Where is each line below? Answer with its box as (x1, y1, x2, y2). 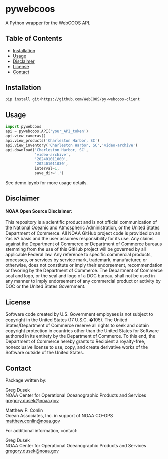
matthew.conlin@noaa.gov (5, 418, 60, 424)
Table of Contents (5, 34, 63, 43)
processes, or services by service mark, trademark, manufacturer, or (5, 257, 147, 263)
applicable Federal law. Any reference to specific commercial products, (5, 252, 152, 258)
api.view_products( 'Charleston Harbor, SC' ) (5, 138, 100, 143)
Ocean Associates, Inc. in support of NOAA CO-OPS (5, 413, 113, 419)
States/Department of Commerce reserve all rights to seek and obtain (5, 322, 149, 329)
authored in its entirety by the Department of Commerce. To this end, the (5, 333, 156, 339)
